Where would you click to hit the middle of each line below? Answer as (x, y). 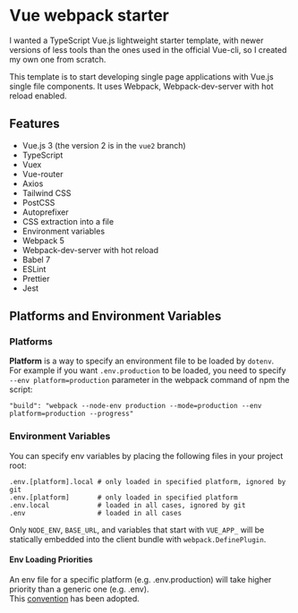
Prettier (36, 278)
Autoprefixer (45, 212)
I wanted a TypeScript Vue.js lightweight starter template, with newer (136, 40)
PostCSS (38, 202)
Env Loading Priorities (51, 559)
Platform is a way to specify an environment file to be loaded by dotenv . (142, 361)
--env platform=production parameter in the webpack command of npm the (149, 380)
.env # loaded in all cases (95, 513)
